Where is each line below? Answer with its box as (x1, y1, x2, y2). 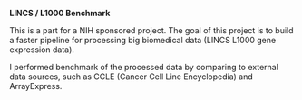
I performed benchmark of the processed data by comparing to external (9, 62, 279, 72)
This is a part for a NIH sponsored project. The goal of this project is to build (9, 25, 294, 35)
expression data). (9, 44, 75, 55)
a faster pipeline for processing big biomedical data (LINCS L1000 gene (9, 35, 277, 45)
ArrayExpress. (9, 81, 63, 91)
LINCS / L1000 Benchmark (9, 8, 111, 18)
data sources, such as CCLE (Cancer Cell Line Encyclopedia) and (9, 71, 254, 82)
